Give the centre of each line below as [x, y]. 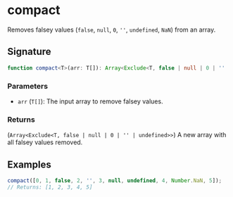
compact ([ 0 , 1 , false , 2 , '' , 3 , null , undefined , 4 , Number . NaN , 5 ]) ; [115, 181]
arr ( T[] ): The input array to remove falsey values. [90, 101]
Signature [29, 52]
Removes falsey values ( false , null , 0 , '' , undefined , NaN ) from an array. [112, 30]
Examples [29, 164]
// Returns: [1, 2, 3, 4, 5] [50, 187]
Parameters [27, 86]
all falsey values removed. [45, 142]
